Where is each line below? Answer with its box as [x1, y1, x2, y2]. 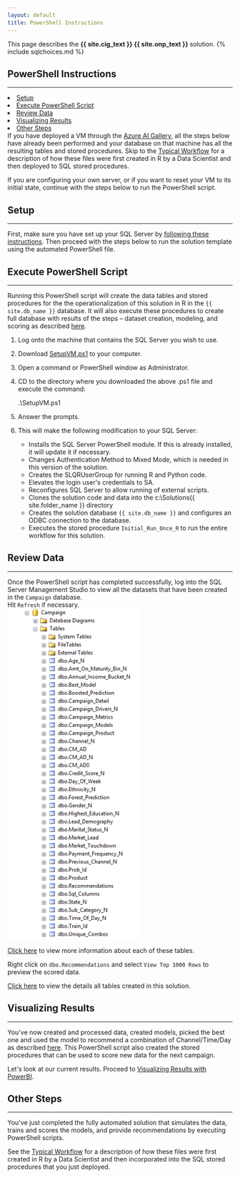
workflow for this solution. [28, 531, 106, 540]
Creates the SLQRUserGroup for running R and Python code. [28, 470, 207, 479]
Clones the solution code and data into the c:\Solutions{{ [28, 493, 195, 502]
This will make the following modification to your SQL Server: [17, 426, 198, 435]
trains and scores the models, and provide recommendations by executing [7, 1126, 226, 1134]
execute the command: [17, 385, 86, 393]
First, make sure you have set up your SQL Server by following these [7, 229, 209, 239]
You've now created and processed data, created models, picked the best [7, 1028, 225, 1036]
